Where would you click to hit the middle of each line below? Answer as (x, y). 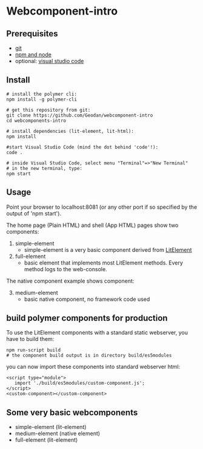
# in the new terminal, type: (45, 168)
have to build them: (30, 339)
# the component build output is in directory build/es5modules (89, 356)
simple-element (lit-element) (51, 427)
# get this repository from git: (48, 110)
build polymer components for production (87, 318)
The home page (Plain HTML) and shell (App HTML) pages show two (92, 225)
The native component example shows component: (70, 281)
